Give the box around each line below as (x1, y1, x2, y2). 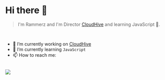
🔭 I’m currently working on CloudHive (12, 41, 92, 47)
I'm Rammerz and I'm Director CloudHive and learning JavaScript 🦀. (17, 21, 160, 27)
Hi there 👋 (5, 5, 47, 16)
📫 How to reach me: (12, 52, 57, 58)
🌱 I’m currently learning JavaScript (12, 46, 86, 52)
